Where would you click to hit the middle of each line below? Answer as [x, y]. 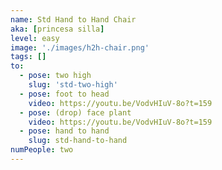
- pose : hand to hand [64, 131]
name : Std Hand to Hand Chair [73, 19]
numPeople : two [42, 150]
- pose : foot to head [64, 94]
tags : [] [28, 57]
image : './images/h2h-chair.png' [80, 47]
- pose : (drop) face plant [75, 112]
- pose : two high [55, 76]
